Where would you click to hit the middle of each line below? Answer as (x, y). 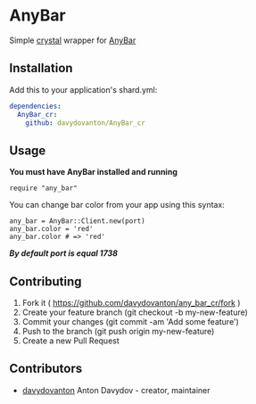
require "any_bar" (43, 188)
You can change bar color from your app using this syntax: (117, 205)
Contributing (45, 281)
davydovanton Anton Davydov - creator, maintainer (116, 390)
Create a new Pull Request (71, 341)
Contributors (46, 369)
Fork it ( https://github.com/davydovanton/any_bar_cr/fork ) (131, 303)
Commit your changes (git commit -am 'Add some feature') (130, 322)
